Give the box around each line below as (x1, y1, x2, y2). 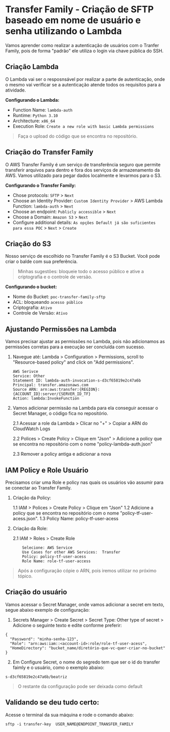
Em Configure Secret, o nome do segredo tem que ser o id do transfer (12, 659, 160, 665)
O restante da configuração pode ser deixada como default (17, 683, 143, 689)
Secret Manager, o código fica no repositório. (12, 410, 109, 416)
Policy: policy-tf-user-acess (22, 554, 86, 559)
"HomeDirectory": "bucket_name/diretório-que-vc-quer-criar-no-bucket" (10, 646, 166, 651)
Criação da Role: (12, 525, 48, 531)
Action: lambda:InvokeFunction (12, 396, 80, 401)
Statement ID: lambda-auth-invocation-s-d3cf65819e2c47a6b (12, 378, 141, 383)
